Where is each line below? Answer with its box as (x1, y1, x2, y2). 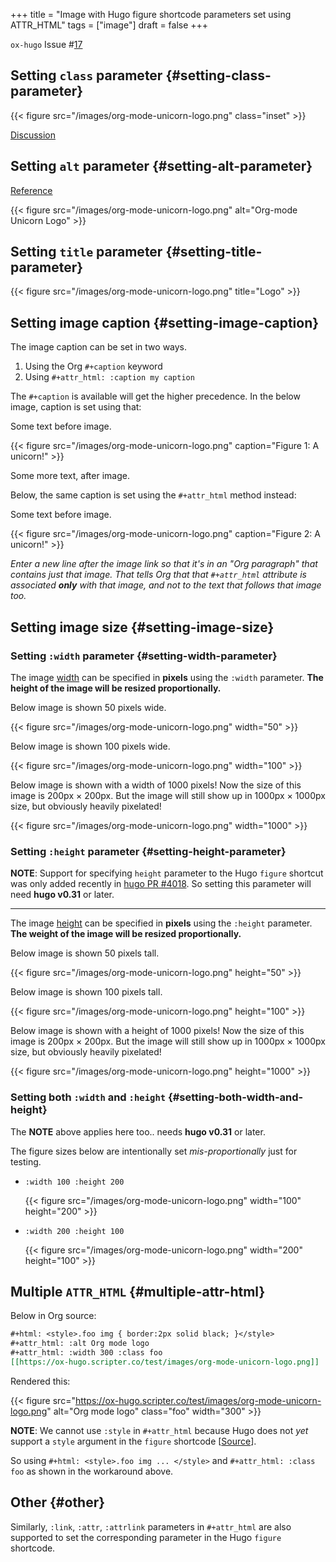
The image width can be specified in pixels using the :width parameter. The (10, 671, 324, 683)
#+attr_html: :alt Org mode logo (10, 1339, 150, 1349)
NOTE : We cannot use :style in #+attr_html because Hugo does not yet (10, 1424, 309, 1436)
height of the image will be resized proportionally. (10, 682, 222, 694)
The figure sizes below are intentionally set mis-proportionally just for (10, 1145, 298, 1157)
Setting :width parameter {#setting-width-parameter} (10, 649, 278, 663)
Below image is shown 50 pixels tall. (10, 947, 160, 959)
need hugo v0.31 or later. (10, 889, 115, 901)
